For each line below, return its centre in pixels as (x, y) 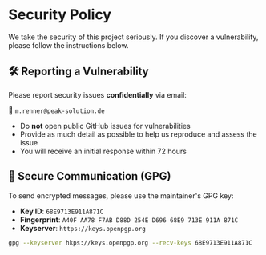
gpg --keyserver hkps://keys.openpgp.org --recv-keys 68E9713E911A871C (130, 243)
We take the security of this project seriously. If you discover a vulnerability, (133, 37)
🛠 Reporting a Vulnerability (79, 72)
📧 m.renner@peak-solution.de (57, 110)
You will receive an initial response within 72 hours (103, 151)
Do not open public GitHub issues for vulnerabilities (105, 126)
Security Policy (60, 15)
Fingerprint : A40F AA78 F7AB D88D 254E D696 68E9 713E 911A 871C (129, 219)
